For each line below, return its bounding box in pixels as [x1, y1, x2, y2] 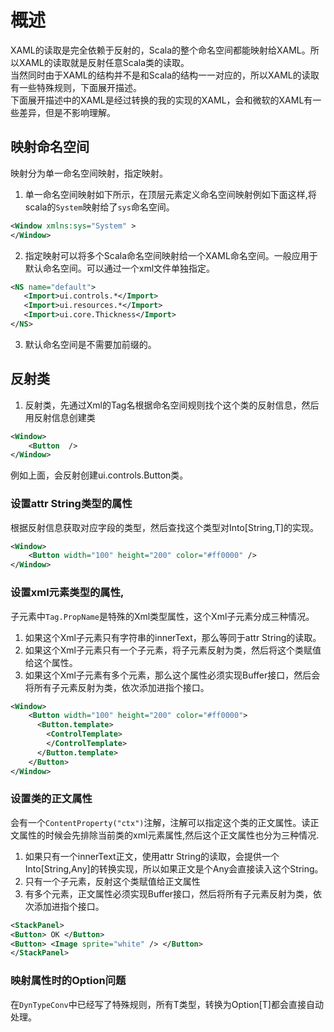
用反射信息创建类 [24, 411, 96, 423]
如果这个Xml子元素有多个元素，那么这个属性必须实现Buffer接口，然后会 [24, 669, 321, 681]
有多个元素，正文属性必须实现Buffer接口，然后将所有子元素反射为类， [24, 887, 314, 900]
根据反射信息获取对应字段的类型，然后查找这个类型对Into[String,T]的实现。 [10, 521, 319, 533]
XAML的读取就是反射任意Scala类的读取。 [18, 56, 190, 68]
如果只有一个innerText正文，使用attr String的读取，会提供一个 [24, 850, 280, 862]
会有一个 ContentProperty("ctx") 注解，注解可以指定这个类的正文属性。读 [10, 816, 311, 828]
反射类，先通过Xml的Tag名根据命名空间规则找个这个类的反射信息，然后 [24, 399, 320, 411]
